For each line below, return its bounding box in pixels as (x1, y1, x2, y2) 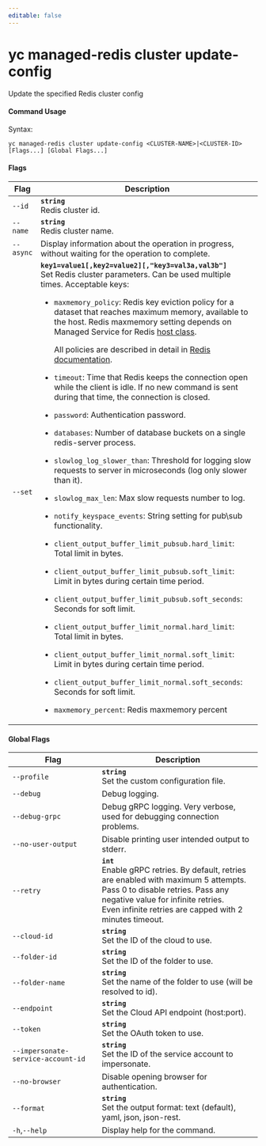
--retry (12, 886, 41, 895)
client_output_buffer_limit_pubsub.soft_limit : (54, 565, 235, 576)
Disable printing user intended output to (101, 834, 249, 845)
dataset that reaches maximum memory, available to (54, 306, 249, 317)
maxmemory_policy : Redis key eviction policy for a (54, 296, 234, 307)
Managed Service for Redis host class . (54, 326, 197, 337)
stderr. (101, 844, 127, 855)
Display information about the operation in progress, (40, 238, 234, 249)
